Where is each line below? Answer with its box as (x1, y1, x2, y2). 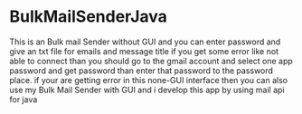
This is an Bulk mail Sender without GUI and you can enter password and (9, 36, 281, 47)
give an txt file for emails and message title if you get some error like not (9, 45, 278, 56)
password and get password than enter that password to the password (9, 65, 274, 76)
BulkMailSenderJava (9, 6, 167, 27)
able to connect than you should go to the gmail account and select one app (9, 55, 294, 66)
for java (9, 93, 38, 105)
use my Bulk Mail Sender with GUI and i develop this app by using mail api (9, 84, 285, 95)
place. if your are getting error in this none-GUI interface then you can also (9, 74, 288, 85)
